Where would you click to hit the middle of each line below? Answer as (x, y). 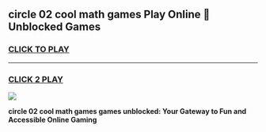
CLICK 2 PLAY (36, 79)
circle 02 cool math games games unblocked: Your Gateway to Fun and (127, 111)
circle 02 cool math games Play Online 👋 (109, 15)
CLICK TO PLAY (39, 50)
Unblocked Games (55, 27)
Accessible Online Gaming (53, 119)
